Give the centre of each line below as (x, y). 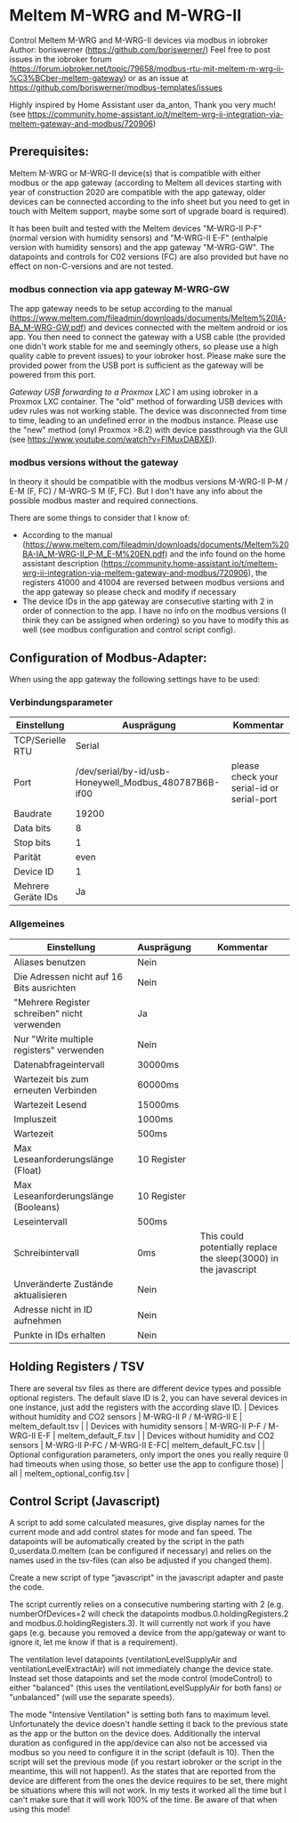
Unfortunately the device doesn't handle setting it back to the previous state (149, 1724)
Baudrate (33, 814)
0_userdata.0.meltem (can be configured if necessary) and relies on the (140, 1551)
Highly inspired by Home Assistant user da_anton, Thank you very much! (142, 104)
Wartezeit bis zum (51, 1078)
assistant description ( (63, 564)
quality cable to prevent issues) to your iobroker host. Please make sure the (148, 356)
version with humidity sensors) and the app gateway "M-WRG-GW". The (142, 247)
